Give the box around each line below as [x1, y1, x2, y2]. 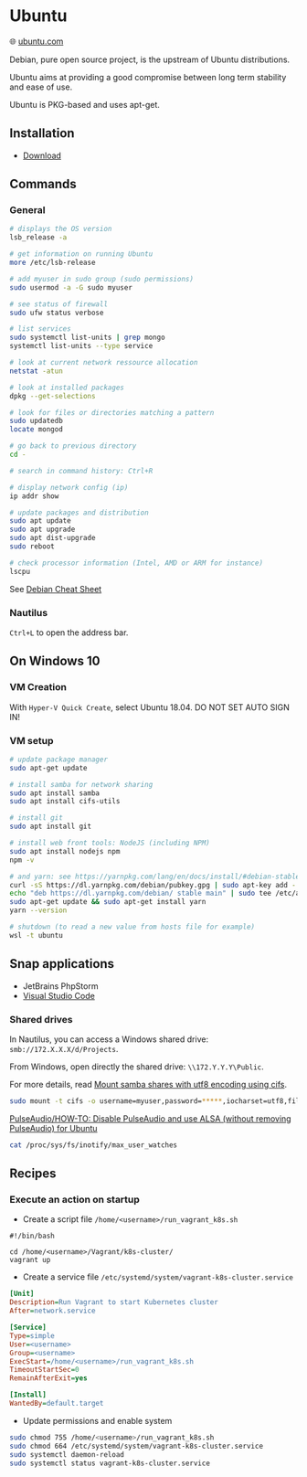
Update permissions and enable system [22, 1415, 173, 1426]
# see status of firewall [9, 299, 108, 309]
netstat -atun [9, 367, 64, 376]
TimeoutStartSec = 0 [9, 1365, 79, 1375]
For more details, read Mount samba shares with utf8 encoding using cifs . [9, 1079, 288, 1089]
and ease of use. [9, 81, 73, 92]
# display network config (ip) [9, 483, 129, 492]
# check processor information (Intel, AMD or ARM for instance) [9, 558, 263, 568]
